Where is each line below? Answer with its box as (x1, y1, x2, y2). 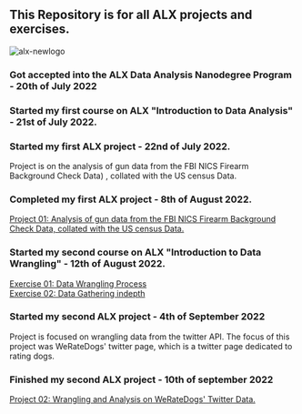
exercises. (9, 22, 70, 37)
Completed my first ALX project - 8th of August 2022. (9, 193, 253, 206)
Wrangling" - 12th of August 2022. (9, 257, 166, 270)
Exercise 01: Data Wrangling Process (9, 278, 147, 289)
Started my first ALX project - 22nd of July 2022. (9, 140, 231, 153)
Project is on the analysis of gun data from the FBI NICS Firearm (9, 160, 249, 171)
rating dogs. (9, 350, 55, 361)
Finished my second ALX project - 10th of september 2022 (9, 373, 274, 386)
